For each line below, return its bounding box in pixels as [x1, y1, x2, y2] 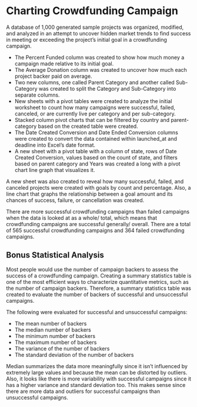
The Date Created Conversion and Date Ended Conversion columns [14, 128, 178, 136]
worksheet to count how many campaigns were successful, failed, [14, 104, 175, 111]
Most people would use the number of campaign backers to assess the [6, 266, 178, 273]
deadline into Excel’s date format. [14, 141, 96, 148]
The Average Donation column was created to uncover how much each [14, 66, 187, 73]
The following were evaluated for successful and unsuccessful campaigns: [6, 308, 188, 316]
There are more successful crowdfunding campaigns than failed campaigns [6, 208, 190, 215]
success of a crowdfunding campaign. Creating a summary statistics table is [6, 272, 192, 279]
